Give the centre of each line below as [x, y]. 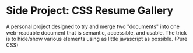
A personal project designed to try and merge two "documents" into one [93, 26]
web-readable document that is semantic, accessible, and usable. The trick [96, 32]
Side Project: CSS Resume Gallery [90, 11]
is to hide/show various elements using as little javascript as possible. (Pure [97, 39]
